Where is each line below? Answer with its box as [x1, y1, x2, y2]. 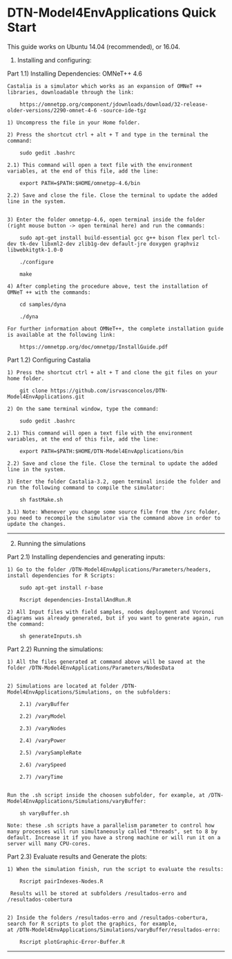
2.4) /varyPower [19, 737, 67, 744]
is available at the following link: [7, 331, 116, 338]
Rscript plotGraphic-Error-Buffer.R [19, 938, 126, 945]
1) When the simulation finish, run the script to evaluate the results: [7, 865, 224, 872]
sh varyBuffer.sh [19, 809, 70, 817]
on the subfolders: [115, 688, 171, 696]
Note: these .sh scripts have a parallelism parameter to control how [7, 822, 215, 829]
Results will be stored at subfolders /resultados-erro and [10, 890, 187, 897]
